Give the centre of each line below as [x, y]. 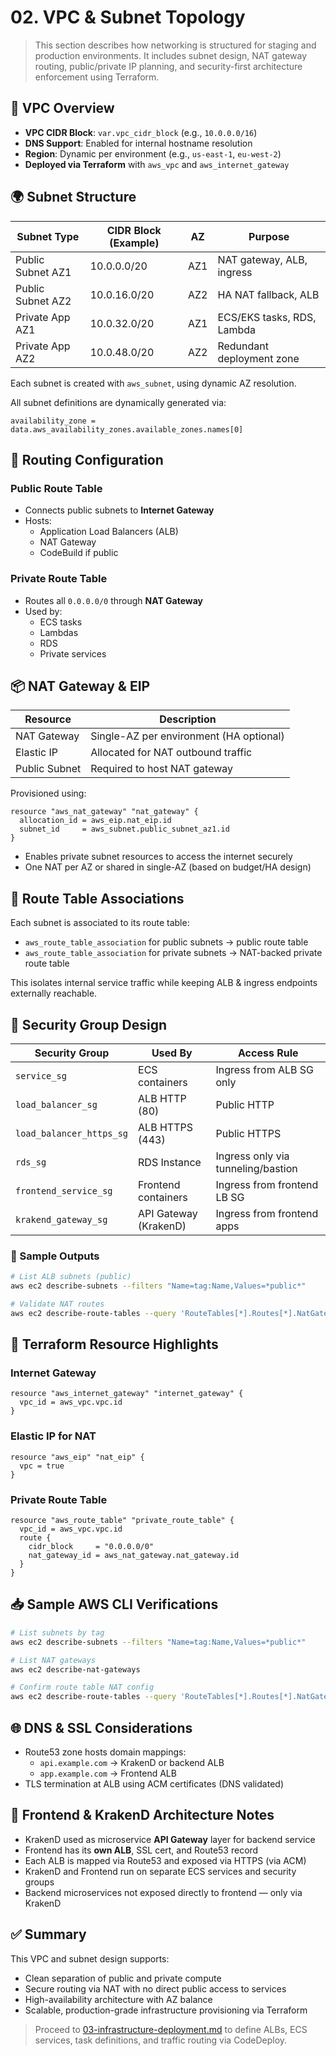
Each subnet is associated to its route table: [100, 923]
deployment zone [258, 358]
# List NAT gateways [53, 1660]
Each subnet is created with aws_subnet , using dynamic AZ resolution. [153, 383]
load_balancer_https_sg [72, 1133]
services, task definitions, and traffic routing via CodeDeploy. [161, 2040]
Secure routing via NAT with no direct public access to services [155, 1988]
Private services [73, 653]
